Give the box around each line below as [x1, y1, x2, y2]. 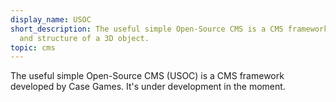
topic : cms [10, 42, 56, 53]
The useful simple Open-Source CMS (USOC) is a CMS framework [10, 70, 285, 82]
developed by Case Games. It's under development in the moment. [10, 81, 286, 93]
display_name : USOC [10, 14, 92, 25]
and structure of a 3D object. [19, 33, 150, 43]
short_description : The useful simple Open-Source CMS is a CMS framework [10, 24, 329, 34]
